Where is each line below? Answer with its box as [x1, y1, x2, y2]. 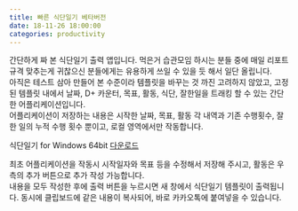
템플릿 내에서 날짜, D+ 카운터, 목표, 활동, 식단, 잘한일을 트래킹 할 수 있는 [18, 88, 269, 98]
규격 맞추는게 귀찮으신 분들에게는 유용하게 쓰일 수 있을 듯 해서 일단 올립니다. [9, 66, 273, 76]
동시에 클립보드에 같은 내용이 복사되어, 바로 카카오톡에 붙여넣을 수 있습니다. [20, 192, 282, 203]
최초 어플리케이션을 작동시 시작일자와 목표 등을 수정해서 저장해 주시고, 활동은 [9, 159, 276, 169]
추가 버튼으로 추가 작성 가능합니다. [25, 170, 145, 181]
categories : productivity [9, 29, 105, 38]
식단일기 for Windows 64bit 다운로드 [9, 140, 140, 151]
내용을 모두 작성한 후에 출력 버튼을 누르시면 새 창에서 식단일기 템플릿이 [9, 181, 254, 191]
